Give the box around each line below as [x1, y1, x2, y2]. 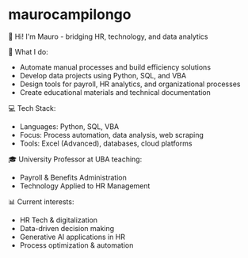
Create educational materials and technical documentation [19, 87, 212, 97]
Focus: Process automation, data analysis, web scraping [19, 130, 204, 139]
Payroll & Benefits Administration [19, 173, 127, 182]
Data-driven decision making [19, 223, 115, 233]
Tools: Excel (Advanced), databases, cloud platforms [19, 138, 193, 148]
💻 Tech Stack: [8, 103, 56, 112]
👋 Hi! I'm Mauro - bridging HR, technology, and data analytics [8, 32, 208, 41]
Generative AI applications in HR [19, 232, 125, 241]
